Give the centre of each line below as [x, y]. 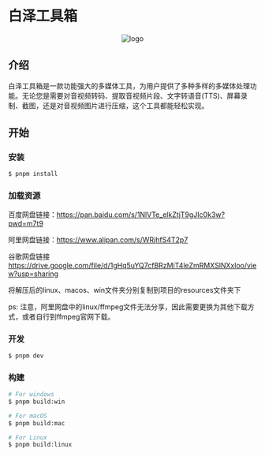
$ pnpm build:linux [40, 445]
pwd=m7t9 [26, 223]
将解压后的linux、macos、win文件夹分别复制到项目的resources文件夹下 [125, 290]
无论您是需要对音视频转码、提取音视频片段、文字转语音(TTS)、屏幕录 [135, 95]
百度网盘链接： [32, 215]
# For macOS [28, 416]
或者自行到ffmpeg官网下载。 [68, 316]
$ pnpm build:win [37, 402]
